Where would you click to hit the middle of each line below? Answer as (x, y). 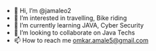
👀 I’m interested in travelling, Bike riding (70, 18)
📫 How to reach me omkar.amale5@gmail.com (81, 40)
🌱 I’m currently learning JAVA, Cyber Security (79, 25)
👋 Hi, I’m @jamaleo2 (42, 11)
